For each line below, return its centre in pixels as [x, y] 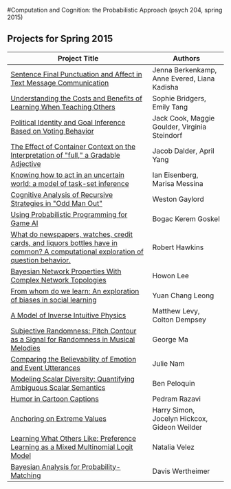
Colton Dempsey [179, 320]
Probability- [101, 466]
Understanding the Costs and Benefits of [77, 98]
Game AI [24, 223]
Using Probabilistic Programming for [69, 214]
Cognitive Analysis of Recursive [62, 194]
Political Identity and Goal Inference [68, 122]
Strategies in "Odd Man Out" [57, 203]
